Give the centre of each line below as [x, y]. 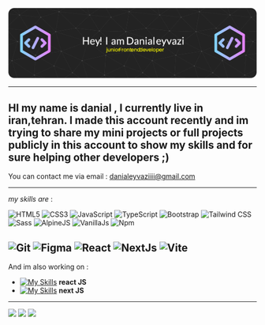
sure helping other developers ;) [89, 157]
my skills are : [31, 199]
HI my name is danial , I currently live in [106, 108]
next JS [71, 290]
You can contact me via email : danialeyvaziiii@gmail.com [102, 176]
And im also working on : [49, 266]
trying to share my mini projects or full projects [126, 132]
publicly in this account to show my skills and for [130, 145]
